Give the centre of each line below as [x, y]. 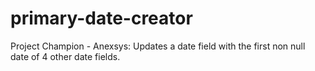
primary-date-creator [101, 18]
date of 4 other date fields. [65, 56]
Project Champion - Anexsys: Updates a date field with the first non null [158, 46]
